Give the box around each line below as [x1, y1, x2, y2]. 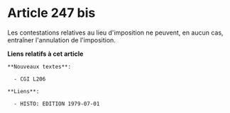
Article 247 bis [7, 5, 96, 21]
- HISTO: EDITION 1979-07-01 [13, 100, 100, 107]
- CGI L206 [13, 76, 46, 83]
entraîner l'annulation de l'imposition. [7, 35, 116, 44]
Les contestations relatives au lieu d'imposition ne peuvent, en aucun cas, [7, 28, 224, 37]
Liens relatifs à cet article [7, 49, 84, 58]
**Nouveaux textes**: [7, 63, 72, 70]
